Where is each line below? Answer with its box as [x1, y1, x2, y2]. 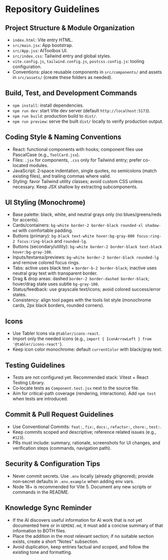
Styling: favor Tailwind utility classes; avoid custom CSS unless [12, 178, 143, 184]
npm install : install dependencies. [12, 102, 84, 108]
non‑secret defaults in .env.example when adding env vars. [12, 478, 134, 484]
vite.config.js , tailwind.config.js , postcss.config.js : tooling [12, 58, 144, 64]
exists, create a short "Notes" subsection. [12, 538, 99, 544]
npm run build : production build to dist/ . [12, 113, 98, 119]
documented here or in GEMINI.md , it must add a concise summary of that [12, 522, 163, 528]
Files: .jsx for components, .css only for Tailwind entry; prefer [12, 157, 142, 163]
